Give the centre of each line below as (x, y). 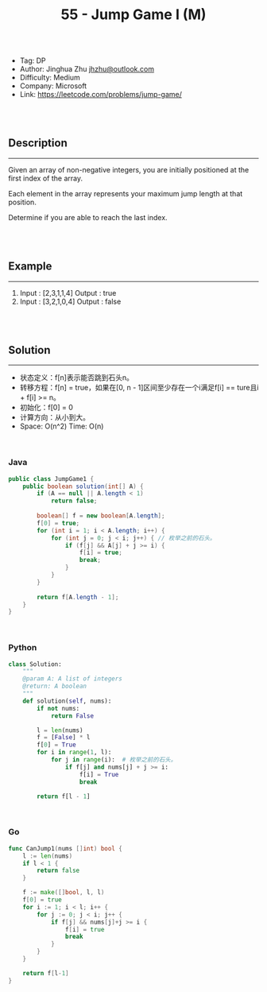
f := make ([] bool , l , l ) (64, 893)
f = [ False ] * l (64, 738)
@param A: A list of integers (73, 679)
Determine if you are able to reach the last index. (88, 217)
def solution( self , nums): (67, 701)
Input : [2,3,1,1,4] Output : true (68, 293)
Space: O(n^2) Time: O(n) (62, 426)
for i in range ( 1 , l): (74, 753)
